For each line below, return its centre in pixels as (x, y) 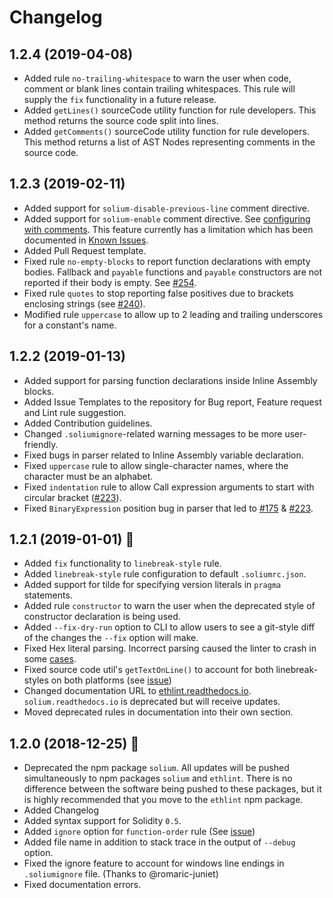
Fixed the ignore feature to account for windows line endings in (154, 863)
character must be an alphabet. (88, 476)
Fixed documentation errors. (82, 885)
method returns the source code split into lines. (121, 120)
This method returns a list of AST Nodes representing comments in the (169, 142)
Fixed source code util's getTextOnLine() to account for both (148, 670)
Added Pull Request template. (85, 250)
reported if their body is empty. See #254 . (110, 282)
